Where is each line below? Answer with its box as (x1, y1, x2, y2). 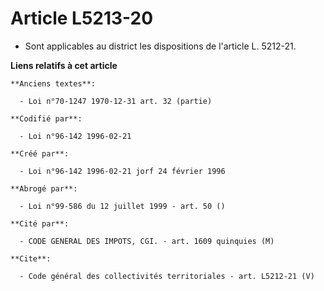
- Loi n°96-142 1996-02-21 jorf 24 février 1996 (19, 166, 226, 176)
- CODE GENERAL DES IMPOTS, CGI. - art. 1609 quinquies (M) (19, 236, 275, 246)
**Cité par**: (10, 218, 70, 229)
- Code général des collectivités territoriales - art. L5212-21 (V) (19, 271, 315, 281)
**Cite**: (10, 253, 52, 264)
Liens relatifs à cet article (10, 59, 118, 71)
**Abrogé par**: (10, 183, 78, 194)
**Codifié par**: (10, 113, 83, 124)
